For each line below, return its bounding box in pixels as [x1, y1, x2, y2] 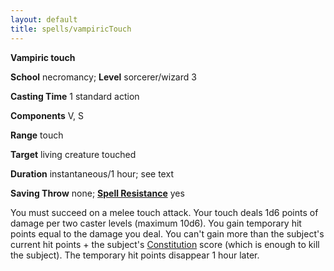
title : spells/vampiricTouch [10, 24, 132, 34]
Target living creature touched [10, 148, 137, 160]
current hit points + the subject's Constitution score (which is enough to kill [10, 238, 320, 250]
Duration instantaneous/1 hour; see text [10, 167, 174, 180]
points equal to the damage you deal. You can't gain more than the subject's [10, 227, 325, 240]
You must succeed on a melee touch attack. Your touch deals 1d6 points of [10, 206, 319, 218]
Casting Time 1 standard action [10, 90, 140, 102]
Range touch [10, 129, 64, 141]
